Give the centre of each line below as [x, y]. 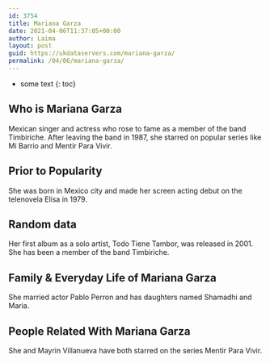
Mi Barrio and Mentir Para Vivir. [61, 145]
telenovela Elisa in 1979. [48, 199]
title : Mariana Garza [45, 23]
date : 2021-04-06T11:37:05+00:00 [65, 31]
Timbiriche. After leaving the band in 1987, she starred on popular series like [135, 137]
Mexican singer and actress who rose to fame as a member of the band [127, 128]
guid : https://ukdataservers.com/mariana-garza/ [92, 53]
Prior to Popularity [55, 171]
